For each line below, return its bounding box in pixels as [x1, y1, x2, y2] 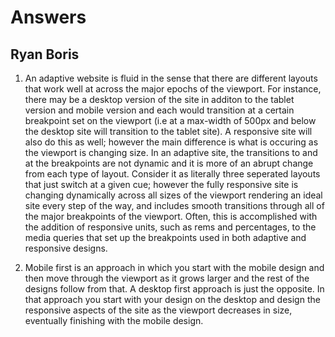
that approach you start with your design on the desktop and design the [24, 294, 321, 305]
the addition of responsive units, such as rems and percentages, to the [24, 221, 317, 233]
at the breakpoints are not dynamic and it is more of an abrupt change [24, 157, 314, 169]
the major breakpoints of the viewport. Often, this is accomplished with [24, 211, 318, 222]
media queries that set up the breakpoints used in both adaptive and [24, 232, 307, 243]
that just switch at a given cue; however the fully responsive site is [24, 179, 299, 190]
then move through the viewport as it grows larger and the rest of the [24, 272, 310, 284]
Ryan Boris [10, 46, 80, 63]
